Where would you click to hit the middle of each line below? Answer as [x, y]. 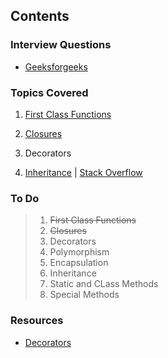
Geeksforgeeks [56, 66]
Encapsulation [79, 263]
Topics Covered [49, 92]
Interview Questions [61, 45]
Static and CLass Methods [104, 284]
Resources [37, 321]
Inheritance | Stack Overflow [83, 172]
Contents [40, 16]
